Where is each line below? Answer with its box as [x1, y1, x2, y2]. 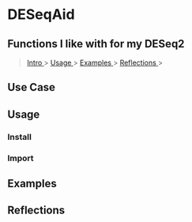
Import [7, 152, 34, 164]
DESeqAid [7, 6, 76, 24]
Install [7, 131, 32, 142]
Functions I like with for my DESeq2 [7, 37, 185, 51]
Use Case [7, 81, 56, 94]
